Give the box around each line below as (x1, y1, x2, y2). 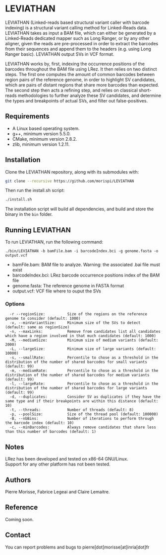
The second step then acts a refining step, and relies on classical (5, 87, 138, 93)
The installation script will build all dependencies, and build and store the (5, 206, 154, 212)
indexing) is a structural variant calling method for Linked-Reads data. (5, 24, 148, 30)
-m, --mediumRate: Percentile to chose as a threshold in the (9, 369, 159, 373)
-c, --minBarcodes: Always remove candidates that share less (9, 425, 156, 430)
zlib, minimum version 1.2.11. (12, 141, 70, 147)
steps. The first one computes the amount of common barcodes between (5, 71, 155, 77)
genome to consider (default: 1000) (5, 316, 81, 321)
